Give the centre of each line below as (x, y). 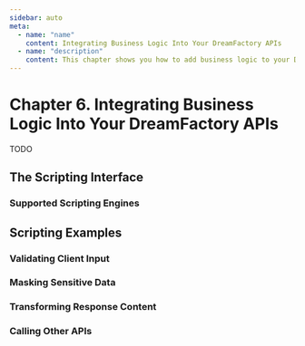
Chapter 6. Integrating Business (132, 105)
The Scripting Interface (76, 178)
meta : (20, 26)
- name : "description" (60, 52)
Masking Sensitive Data (63, 283)
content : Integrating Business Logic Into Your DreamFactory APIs (154, 43)
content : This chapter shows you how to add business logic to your (158, 60)
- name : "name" (46, 34)
